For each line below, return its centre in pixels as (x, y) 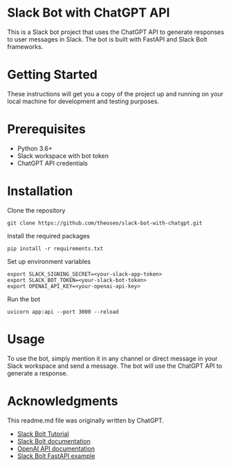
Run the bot (24, 299)
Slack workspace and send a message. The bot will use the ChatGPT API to (115, 366)
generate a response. (38, 373)
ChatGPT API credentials (53, 163)
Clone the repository (36, 210)
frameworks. (25, 46)
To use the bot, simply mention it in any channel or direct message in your (112, 358)
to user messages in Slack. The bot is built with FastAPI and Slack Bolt (107, 39)
